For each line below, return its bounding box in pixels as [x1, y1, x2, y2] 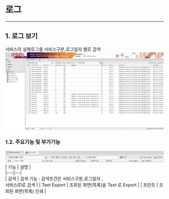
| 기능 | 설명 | [5, 164, 31, 170]
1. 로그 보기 [5, 32, 38, 40]
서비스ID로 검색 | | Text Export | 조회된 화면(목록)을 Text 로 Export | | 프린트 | [5, 182, 158, 188]
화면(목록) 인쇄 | [14, 188, 46, 194]
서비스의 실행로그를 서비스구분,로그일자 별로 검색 [5, 46, 101, 52]
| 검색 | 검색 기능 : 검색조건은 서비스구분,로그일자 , [5, 176, 103, 182]
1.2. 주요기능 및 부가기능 [5, 139, 60, 146]
